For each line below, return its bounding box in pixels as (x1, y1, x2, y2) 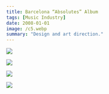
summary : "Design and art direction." (6, 31, 104, 37)
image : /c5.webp (6, 25, 47, 32)
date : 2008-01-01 (6, 20, 50, 26)
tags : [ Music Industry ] (6, 14, 66, 20)
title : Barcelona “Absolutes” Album (6, 8, 98, 15)
